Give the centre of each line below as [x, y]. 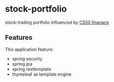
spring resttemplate [32, 69]
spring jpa [22, 64]
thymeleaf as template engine [42, 74]
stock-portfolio [36, 9]
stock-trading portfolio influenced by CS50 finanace [57, 22]
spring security [27, 59]
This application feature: [29, 49]
